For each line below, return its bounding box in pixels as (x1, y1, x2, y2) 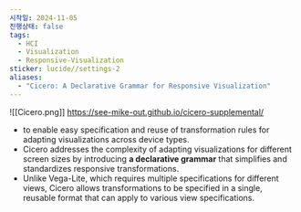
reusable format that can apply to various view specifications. (22, 192, 255, 203)
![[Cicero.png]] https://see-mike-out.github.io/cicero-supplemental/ (9, 106, 265, 117)
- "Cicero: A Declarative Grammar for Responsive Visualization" (17, 81, 272, 90)
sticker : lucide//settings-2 (9, 65, 120, 74)
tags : (9, 30, 30, 39)
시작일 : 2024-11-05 (9, 13, 78, 23)
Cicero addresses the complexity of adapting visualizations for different (22, 143, 292, 154)
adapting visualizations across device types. (22, 133, 190, 144)
